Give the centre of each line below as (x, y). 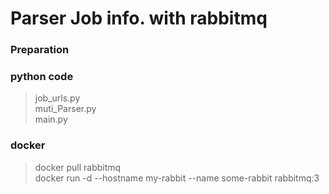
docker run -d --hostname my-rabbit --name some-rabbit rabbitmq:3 (177, 178)
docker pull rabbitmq (78, 167)
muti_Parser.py (65, 109)
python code (42, 77)
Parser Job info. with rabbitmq (139, 18)
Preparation (40, 50)
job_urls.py (57, 98)
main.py (51, 119)
